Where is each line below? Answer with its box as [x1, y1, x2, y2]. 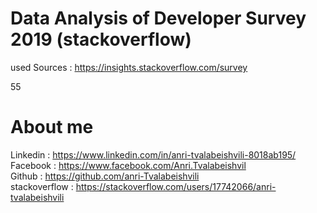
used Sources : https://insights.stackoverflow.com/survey [10, 61, 248, 73]
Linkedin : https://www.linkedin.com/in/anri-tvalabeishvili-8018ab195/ [10, 148, 297, 161]
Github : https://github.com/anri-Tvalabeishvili [10, 170, 200, 182]
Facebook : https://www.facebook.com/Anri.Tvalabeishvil [10, 159, 247, 171]
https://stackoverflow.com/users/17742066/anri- [75, 180, 277, 192]
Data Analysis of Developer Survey [10, 7, 307, 30]
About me [10, 116, 94, 139]
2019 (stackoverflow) [10, 28, 192, 51]
